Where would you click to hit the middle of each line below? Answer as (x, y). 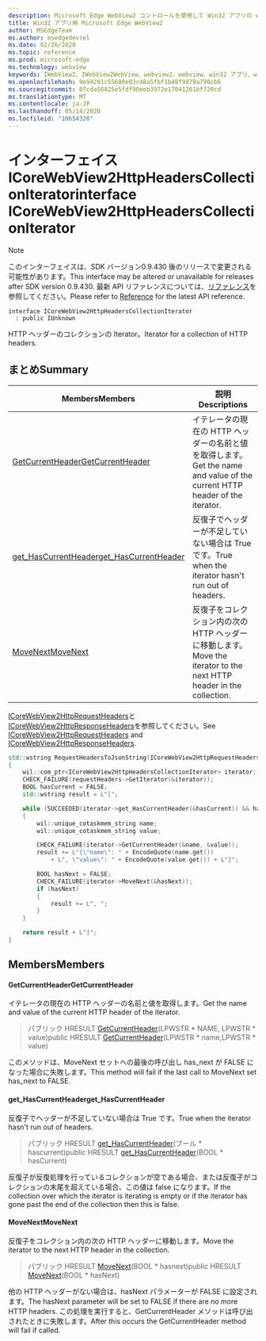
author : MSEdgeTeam (40, 30)
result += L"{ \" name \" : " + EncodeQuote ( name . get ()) (125, 853)
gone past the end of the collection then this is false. (94, 1204)
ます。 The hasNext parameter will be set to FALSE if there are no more (123, 1301)
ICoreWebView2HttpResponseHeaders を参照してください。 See (112, 725)
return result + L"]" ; (60, 933)
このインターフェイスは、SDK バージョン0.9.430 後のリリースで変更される (130, 266)
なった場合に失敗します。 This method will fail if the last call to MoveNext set (133, 1072)
